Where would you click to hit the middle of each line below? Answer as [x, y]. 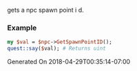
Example [22, 28]
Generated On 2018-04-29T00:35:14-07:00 [69, 62]
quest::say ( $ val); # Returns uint [57, 49]
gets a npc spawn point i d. [45, 10]
